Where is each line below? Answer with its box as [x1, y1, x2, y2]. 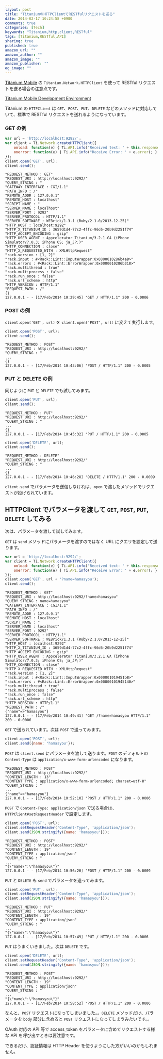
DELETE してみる [5, 514, 52, 523]
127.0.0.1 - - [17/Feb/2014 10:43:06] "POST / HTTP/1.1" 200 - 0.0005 [5, 364, 151, 368]
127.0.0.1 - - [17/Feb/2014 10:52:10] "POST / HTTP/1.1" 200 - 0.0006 [5, 795, 151, 801]
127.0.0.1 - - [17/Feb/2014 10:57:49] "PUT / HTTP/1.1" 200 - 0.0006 [5, 935, 149, 940]
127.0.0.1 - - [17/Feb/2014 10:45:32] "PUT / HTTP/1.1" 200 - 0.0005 [5, 431, 149, 437]
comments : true [5, 20, 36, 26]
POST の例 [5, 307, 30, 314]
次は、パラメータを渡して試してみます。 [5, 529, 85, 534]
